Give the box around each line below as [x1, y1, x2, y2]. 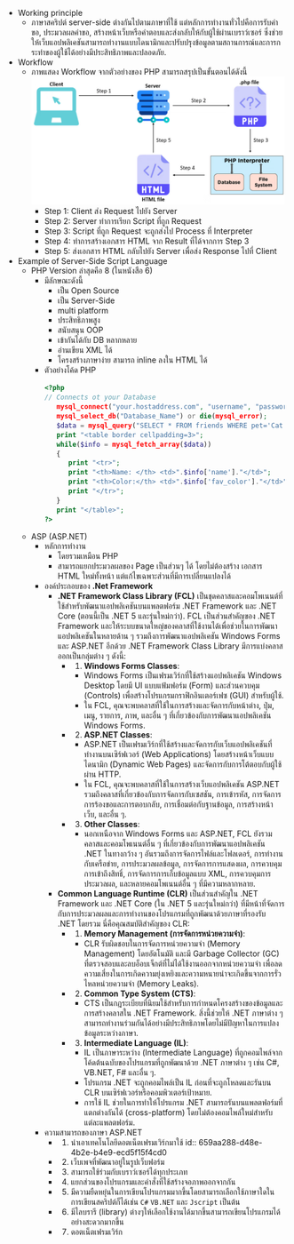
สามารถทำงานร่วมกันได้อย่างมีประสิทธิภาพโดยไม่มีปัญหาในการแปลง [83, 1017, 280, 1028]
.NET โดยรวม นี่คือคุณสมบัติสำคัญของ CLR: [57, 918, 190, 929]
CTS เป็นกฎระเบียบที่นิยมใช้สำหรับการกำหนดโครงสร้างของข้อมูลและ [83, 997, 283, 1008]
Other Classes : [83, 818, 140, 829]
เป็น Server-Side [57, 295, 115, 306]
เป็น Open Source [57, 285, 120, 296]
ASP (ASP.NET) [30, 530, 88, 541]
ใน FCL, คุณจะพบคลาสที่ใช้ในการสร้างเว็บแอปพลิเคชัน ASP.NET [83, 778, 280, 789]
